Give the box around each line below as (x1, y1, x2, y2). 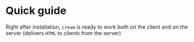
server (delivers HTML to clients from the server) (5, 29, 121, 36)
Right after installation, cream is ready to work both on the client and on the (5, 23, 188, 30)
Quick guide (5, 4, 67, 17)
